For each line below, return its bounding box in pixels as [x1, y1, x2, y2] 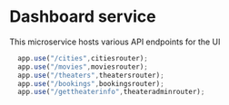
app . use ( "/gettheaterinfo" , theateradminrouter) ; [17, 88, 205, 97]
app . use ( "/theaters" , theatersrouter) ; [17, 71, 165, 80]
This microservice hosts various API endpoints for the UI [9, 36, 221, 47]
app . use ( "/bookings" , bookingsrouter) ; [17, 79, 165, 88]
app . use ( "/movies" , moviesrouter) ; [17, 62, 148, 72]
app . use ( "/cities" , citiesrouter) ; [17, 53, 148, 62]
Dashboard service [9, 6, 156, 27]
